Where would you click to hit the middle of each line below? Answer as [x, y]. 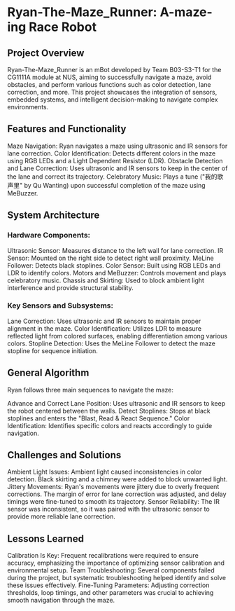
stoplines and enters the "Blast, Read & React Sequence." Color [99, 418]
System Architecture [54, 215]
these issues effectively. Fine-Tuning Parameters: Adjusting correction [108, 585]
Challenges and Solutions [64, 455]
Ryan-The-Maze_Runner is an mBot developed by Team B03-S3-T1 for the [114, 70]
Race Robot [63, 27]
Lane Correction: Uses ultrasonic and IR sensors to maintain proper [104, 321]
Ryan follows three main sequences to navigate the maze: [90, 390]
